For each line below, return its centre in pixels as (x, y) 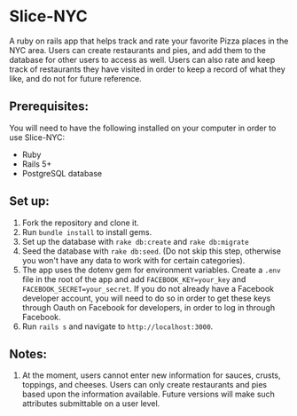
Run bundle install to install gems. (87, 232)
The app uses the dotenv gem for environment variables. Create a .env (151, 270)
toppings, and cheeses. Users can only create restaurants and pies (145, 385)
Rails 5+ (37, 164)
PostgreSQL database (62, 173)
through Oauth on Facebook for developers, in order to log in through (148, 307)
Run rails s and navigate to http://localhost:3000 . (117, 326)
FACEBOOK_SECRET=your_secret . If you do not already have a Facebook (148, 288)
